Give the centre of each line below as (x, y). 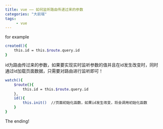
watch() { (14, 80)
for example (17, 37)
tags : (11, 18)
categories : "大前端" (26, 14)
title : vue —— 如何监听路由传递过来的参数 (44, 9)
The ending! (17, 121)
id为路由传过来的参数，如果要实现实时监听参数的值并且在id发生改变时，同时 (81, 65)
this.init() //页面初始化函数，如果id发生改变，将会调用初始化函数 (85, 103)
